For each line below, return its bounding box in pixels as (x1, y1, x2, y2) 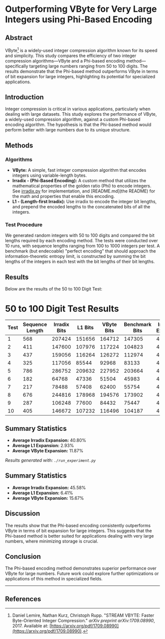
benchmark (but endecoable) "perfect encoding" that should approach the (5, 248, 156, 254)
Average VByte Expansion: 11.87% (12, 448, 83, 454)
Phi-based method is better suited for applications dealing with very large (5, 533, 154, 539)
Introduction (5, 93, 44, 101)
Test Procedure (5, 222, 43, 228)
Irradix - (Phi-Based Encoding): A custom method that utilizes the (12, 178, 146, 184)
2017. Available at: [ (12, 623, 52, 629)
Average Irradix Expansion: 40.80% (12, 437, 86, 444)
